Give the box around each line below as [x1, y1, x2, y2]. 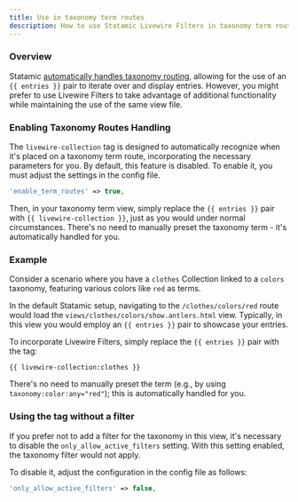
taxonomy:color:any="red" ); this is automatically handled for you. [9, 388, 247, 399]
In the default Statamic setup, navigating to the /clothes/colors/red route [9, 300, 279, 311]
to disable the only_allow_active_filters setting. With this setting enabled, [9, 440, 286, 450]
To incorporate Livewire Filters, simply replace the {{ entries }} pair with [9, 337, 279, 347]
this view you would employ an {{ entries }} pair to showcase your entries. [9, 319, 288, 330]
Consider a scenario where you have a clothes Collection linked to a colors [9, 274, 285, 284]
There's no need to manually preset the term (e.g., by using [9, 378, 226, 389]
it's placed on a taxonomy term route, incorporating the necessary [9, 151, 251, 162]
